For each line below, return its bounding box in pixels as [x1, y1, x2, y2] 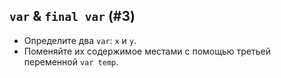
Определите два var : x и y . [23, 34, 137, 46]
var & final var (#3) [9, 8, 136, 25]
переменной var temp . [23, 55, 119, 68]
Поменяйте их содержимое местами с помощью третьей [23, 45, 271, 57]
